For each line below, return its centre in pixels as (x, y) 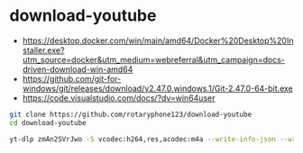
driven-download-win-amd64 (78, 69)
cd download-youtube (48, 122)
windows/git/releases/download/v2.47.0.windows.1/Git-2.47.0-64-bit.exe (157, 88)
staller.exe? (43, 49)
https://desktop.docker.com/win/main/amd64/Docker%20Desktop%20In (158, 40)
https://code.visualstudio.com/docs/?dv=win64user (119, 98)
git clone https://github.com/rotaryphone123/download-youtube (131, 114)
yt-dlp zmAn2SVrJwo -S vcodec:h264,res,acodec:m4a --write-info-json (143, 139)
